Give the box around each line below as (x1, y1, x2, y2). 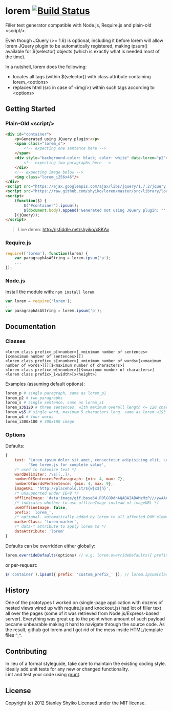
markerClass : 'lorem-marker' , (14, 519, 79, 524)
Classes (5, 338, 26, 345)
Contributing (5, 647, 47, 656)
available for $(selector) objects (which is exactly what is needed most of (5, 48, 160, 54)
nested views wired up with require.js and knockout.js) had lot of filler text (5, 605, 161, 611)
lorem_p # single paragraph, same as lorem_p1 (5, 390, 106, 396)
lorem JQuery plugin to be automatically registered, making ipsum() (5, 42, 148, 49)
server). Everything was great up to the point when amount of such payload (5, 616, 165, 622)
